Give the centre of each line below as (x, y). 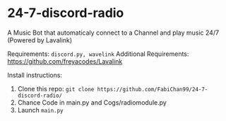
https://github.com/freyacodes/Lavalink (65, 61)
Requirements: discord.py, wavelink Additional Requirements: (98, 54)
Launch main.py (40, 110)
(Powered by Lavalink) (40, 40)
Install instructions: (35, 75)
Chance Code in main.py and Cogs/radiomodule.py (92, 102)
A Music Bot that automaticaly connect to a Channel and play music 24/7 (113, 33)
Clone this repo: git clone (56, 88)
